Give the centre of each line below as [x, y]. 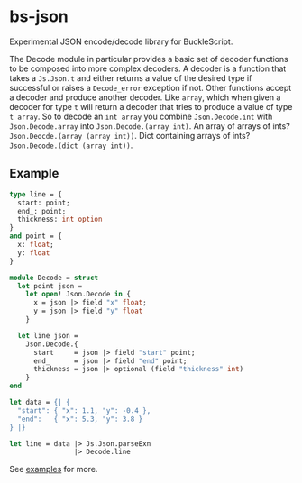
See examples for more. [54, 469]
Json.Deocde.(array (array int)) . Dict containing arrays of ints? [130, 135]
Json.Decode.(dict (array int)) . [71, 145]
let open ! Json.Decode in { [78, 295]
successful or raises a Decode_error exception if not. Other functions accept [151, 87]
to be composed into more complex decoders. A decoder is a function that [148, 68]
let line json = [48, 335]
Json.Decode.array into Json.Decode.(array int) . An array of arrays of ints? [150, 126]
